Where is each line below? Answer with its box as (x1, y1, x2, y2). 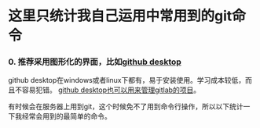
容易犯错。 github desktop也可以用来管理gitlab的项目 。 (21, 85, 201, 94)
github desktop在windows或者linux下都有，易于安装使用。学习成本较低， (8, 76, 246, 85)
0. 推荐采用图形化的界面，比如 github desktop (8, 56, 182, 67)
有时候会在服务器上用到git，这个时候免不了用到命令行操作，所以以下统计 (8, 102, 244, 112)
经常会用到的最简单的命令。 (21, 112, 112, 121)
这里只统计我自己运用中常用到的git (8, 7, 233, 25)
